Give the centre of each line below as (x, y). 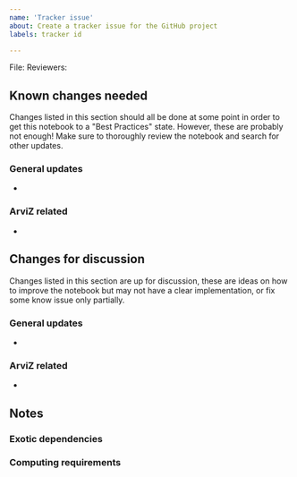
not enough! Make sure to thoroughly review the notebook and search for (144, 136)
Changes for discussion (77, 259)
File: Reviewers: (38, 67)
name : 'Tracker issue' (51, 17)
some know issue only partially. (67, 300)
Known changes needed (78, 95)
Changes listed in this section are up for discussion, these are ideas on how (148, 281)
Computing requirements (65, 463)
